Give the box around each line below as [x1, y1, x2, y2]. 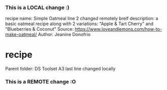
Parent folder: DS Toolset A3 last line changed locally [5, 66, 116, 72]
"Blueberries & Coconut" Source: [5, 26, 74, 32]
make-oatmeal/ [5, 32, 37, 38]
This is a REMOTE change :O [5, 78, 76, 85]
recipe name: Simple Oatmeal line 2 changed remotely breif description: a [5, 16, 158, 22]
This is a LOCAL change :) [5, 4, 70, 11]
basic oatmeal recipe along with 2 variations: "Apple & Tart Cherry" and [5, 21, 154, 27]
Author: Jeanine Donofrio [37, 32, 91, 38]
